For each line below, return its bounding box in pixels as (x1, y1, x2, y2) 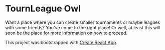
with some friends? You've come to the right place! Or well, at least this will (5, 24, 160, 30)
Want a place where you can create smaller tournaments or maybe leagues (5, 19, 160, 25)
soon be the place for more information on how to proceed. (5, 30, 128, 36)
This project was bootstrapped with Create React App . (5, 39, 118, 45)
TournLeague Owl (5, 3, 81, 14)
